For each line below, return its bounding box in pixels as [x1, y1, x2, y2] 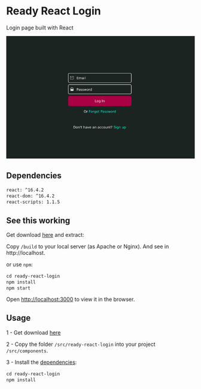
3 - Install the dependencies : [6, 358, 77, 366]
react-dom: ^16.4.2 [6, 193, 55, 199]
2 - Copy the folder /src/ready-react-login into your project [6, 340, 156, 348]
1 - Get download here [6, 328, 61, 336]
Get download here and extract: [6, 231, 85, 239]
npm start [6, 285, 31, 291]
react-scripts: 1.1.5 [6, 199, 60, 205]
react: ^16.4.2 [6, 187, 44, 193]
